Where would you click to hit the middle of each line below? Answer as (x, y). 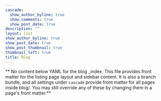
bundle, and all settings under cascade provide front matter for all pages (80, 82)
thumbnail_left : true (28, 52)
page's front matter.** (28, 93)
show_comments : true (31, 19)
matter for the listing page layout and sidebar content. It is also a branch (81, 77)
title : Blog (18, 57)
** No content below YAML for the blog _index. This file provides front (78, 72)
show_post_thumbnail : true (34, 48)
